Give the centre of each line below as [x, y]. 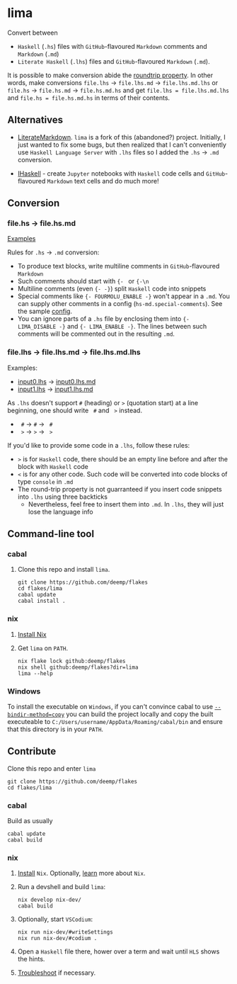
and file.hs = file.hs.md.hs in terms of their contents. [89, 98]
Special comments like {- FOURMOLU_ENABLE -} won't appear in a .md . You [123, 296]
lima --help [35, 673]
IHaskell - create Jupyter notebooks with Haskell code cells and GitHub [121, 173]
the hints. [31, 959]
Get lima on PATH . [43, 648]
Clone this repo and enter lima [52, 768]
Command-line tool [51, 534]
